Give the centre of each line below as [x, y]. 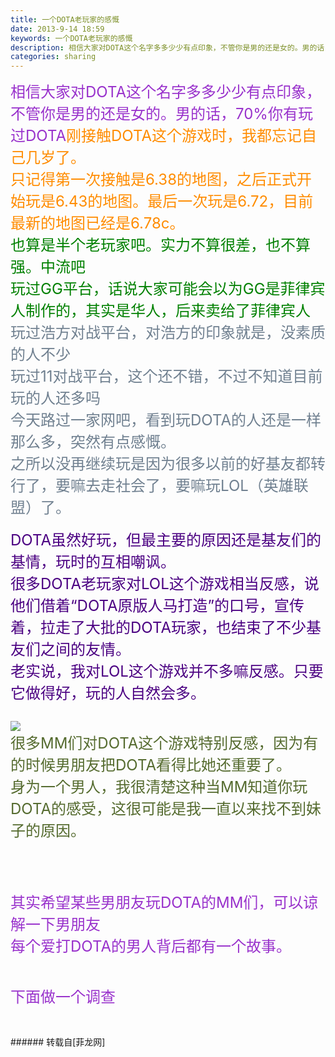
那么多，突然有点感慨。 [93, 442]
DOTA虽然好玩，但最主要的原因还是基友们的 [166, 540]
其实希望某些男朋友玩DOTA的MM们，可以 [157, 903]
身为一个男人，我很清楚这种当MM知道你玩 [159, 787]
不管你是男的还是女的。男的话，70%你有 [154, 114]
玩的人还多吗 [55, 398]
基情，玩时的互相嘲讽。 [93, 562]
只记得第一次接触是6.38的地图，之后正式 [154, 180]
